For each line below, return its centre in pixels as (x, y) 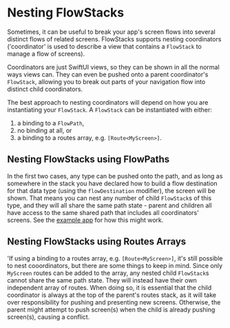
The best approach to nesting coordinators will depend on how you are (108, 102)
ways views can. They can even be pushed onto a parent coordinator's (108, 74)
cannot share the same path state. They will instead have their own (102, 280)
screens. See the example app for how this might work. (85, 220)
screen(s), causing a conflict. (49, 317)
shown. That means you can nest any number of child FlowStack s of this (109, 198)
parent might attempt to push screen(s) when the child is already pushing (111, 309)
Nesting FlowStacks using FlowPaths (88, 160)
